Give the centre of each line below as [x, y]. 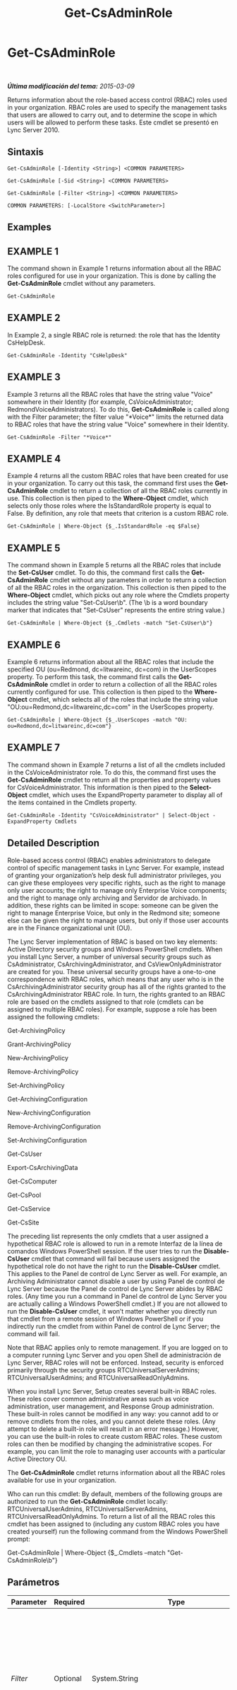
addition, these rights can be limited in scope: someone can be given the [113, 905]
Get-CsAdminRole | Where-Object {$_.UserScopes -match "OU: [98, 720]
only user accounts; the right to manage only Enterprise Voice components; [117, 890]
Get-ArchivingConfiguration [48, 1099]
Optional [68, 1679]
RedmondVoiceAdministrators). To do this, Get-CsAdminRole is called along [118, 409]
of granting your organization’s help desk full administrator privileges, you [114, 875]
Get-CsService [29, 1208]
